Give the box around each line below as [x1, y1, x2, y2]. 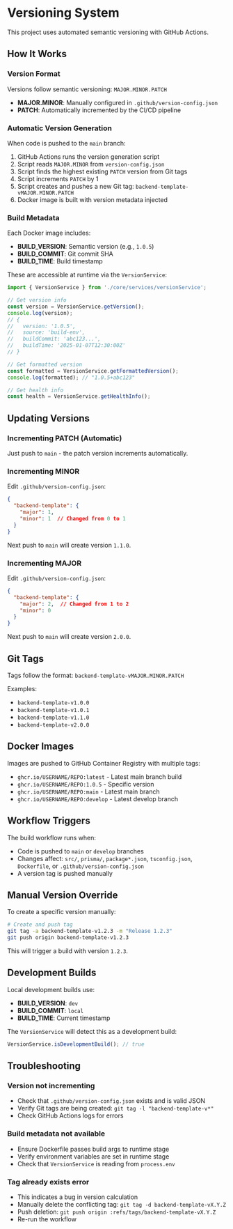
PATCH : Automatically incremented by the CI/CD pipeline [17, 106, 182, 114]
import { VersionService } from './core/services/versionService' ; [7, 284, 207, 291]
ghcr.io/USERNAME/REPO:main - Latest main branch [17, 787, 160, 796]
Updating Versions [7, 412, 90, 424]
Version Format [7, 69, 61, 79]
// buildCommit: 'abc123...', [7, 336, 101, 343]
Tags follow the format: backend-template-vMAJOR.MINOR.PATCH [7, 671, 184, 679]
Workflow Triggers [7, 815, 90, 827]
